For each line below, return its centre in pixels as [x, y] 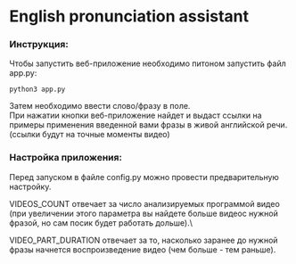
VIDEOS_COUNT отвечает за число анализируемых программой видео [145, 203]
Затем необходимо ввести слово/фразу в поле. [100, 106]
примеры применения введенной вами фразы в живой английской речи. [148, 125]
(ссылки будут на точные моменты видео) [90, 135]
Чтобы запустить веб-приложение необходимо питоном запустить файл [148, 63]
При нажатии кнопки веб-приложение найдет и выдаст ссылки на [136, 115]
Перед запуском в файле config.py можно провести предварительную [144, 177]
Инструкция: [39, 45]
